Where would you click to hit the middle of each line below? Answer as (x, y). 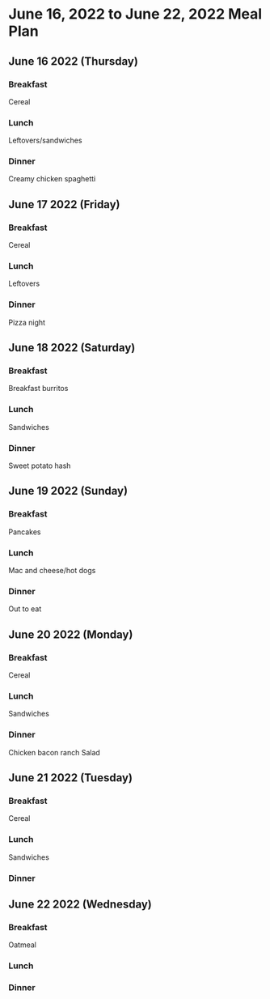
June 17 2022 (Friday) (64, 204)
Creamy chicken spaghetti (52, 179)
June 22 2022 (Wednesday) (80, 904)
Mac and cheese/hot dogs (52, 571)
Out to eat (25, 609)
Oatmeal (22, 945)
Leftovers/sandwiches (45, 140)
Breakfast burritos (38, 389)
